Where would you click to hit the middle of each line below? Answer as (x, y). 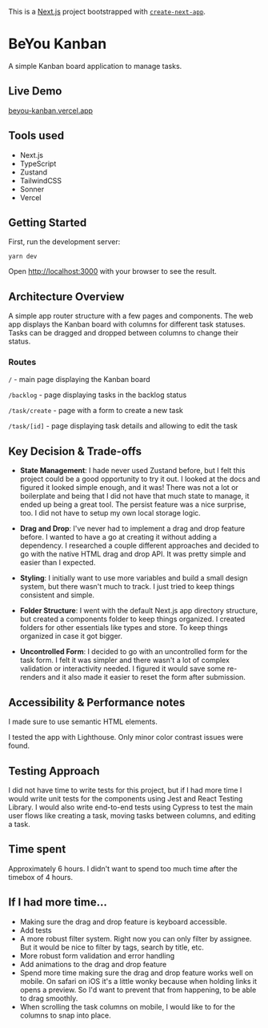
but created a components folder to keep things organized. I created (132, 619)
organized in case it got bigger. (71, 636)
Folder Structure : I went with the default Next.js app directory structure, (139, 611)
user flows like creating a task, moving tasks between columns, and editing (132, 815)
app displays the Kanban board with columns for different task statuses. (127, 324)
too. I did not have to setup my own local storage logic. (110, 513)
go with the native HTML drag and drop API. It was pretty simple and (133, 554)
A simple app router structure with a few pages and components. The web (131, 316)
